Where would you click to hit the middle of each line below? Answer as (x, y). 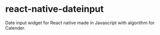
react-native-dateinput (55, 9)
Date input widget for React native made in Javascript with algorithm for (80, 23)
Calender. (15, 28)
